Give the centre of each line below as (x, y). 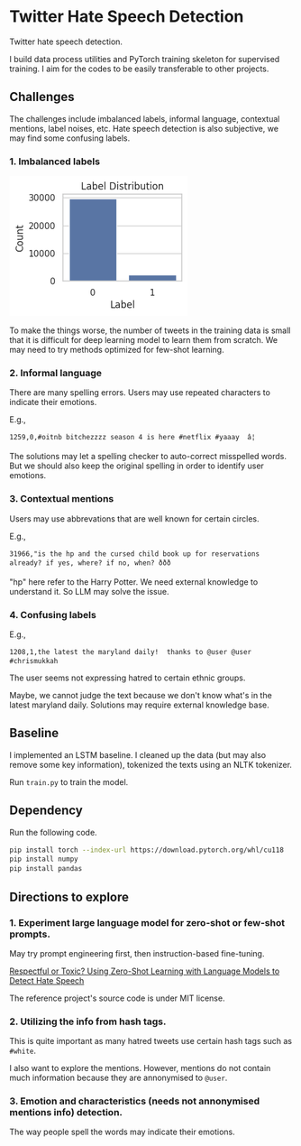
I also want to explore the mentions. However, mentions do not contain (140, 1068)
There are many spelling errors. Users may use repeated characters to (140, 393)
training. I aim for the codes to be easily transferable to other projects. (139, 69)
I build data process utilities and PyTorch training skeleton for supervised (145, 59)
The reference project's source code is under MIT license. (117, 998)
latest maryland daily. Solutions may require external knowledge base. (140, 705)
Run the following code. (53, 832)
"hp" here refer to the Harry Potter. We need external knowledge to (134, 582)
